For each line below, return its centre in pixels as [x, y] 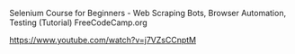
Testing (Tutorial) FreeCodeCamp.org [79, 22]
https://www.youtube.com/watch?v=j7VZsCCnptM [103, 40]
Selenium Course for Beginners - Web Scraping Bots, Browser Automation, [147, 13]
